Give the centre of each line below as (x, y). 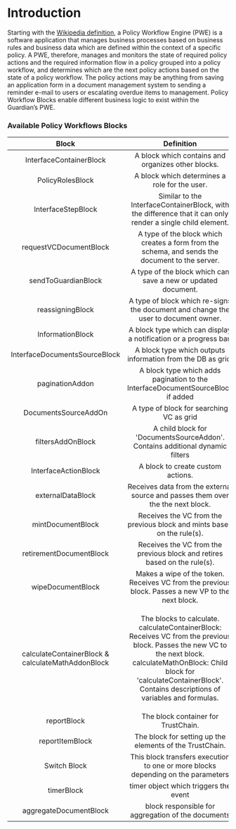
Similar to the (180, 197)
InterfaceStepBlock (66, 209)
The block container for (180, 716)
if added (180, 397)
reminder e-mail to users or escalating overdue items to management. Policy (118, 92)
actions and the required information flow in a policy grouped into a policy (114, 62)
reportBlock (66, 721)
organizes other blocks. (180, 165)
